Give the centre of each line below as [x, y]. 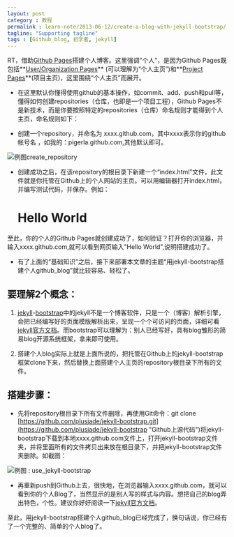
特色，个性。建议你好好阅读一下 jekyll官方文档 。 [92, 502]
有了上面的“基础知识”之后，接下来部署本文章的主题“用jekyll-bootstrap [118, 262]
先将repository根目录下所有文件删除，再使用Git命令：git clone [107, 413]
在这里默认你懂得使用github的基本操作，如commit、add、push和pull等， [122, 93]
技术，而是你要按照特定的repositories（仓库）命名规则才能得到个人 [126, 110]
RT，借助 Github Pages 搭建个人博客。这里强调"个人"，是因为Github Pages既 [117, 61]
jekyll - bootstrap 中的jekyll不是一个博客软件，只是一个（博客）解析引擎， [121, 312]
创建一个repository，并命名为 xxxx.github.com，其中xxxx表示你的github [122, 134]
